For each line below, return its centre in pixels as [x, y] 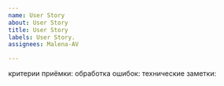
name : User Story [37, 15]
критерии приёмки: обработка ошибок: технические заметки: [112, 73]
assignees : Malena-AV [44, 45]
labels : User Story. [42, 37]
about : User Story [38, 23]
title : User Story [38, 30]
